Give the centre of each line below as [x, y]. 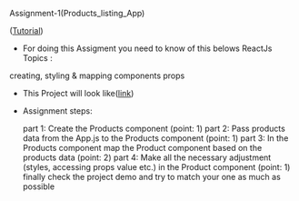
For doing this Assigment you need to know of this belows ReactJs [147, 48]
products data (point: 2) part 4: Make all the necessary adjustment [147, 157]
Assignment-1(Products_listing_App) [77, 13]
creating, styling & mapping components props [97, 75]
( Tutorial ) [26, 30]
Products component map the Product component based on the [142, 148]
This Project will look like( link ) [78, 93]
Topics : [37, 58]
